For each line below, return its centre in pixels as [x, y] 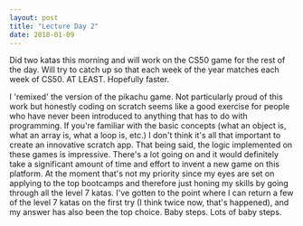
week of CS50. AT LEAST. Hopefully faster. [90, 80]
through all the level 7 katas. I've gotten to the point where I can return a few [151, 193]
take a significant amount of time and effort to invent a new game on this [145, 165]
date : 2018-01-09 [42, 34]
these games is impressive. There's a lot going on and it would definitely [144, 155]
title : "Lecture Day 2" [54, 26]
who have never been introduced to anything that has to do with [129, 116]
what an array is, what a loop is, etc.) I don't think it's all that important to [145, 136]
